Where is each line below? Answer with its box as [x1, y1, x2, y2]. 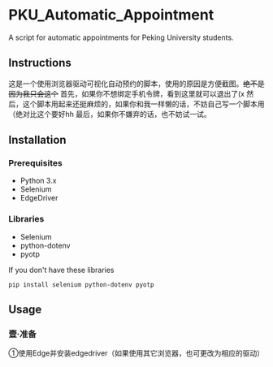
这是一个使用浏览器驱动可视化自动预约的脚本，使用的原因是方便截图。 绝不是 [8, 79, 265, 89]
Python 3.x [19, 176, 57, 186]
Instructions [8, 56, 71, 70]
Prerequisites [8, 158, 63, 169]
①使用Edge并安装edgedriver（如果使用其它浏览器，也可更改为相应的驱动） [8, 348, 265, 358]
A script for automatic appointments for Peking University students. [8, 32, 234, 42]
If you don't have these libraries [8, 265, 115, 274]
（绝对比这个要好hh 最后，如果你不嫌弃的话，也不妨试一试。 [8, 109, 211, 119]
